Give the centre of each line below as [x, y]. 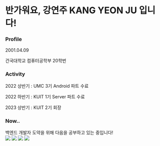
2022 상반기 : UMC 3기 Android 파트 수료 [47, 86]
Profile [14, 40]
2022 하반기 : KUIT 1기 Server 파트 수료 [45, 96]
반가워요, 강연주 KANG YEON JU [71, 10]
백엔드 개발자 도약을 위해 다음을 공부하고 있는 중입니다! [59, 133]
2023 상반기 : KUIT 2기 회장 [33, 107]
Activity [15, 74]
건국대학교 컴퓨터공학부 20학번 [36, 61]
